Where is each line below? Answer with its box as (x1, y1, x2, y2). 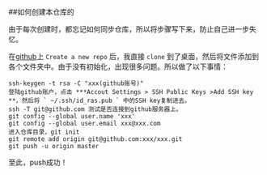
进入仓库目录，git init (8, 128, 80, 136)
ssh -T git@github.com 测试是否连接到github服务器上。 (8, 105, 183, 113)
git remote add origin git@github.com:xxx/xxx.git (8, 135, 183, 143)
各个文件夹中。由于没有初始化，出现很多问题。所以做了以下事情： (8, 62, 228, 71)
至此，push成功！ (8, 157, 68, 167)
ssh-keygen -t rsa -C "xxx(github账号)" (8, 79, 144, 87)
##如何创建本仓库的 (8, 7, 74, 16)
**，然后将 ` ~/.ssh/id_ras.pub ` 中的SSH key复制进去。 (8, 96, 191, 105)
